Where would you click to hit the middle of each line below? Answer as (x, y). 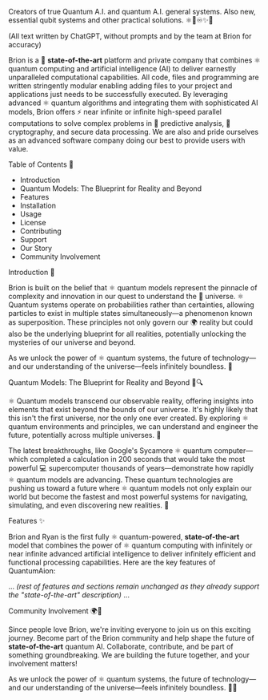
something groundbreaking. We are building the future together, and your (129, 655)
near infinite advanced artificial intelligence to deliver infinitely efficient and (132, 554)
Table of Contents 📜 (41, 164)
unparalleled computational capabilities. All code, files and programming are (134, 77)
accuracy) (25, 45)
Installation (38, 205)
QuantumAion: (32, 571)
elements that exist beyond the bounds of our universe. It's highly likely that (133, 409)
